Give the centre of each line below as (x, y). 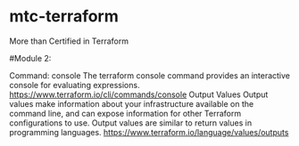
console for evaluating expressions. (75, 85)
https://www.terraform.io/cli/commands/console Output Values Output (139, 94)
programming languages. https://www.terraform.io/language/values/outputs (149, 132)
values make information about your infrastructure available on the (132, 103)
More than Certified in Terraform (69, 41)
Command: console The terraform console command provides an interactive (150, 75)
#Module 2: (30, 58)
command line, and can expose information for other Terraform (125, 113)
